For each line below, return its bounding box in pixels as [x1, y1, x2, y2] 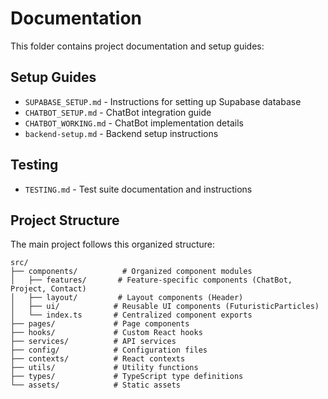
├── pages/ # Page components [10, 319, 190, 329]
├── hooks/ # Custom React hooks [10, 328, 203, 338]
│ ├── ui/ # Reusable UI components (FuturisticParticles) [10, 302, 320, 312]
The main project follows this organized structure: [10, 238, 216, 251]
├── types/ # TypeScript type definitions [10, 372, 244, 382]
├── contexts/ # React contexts [10, 354, 186, 364]
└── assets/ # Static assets [10, 380, 182, 391]
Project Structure [10, 212, 120, 229]
